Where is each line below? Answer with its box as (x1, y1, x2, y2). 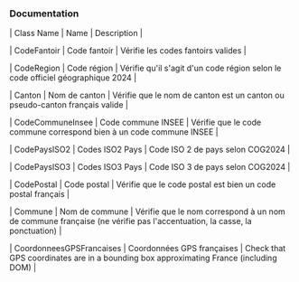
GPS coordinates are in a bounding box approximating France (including (9, 252, 277, 264)
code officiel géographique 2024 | (9, 72, 137, 83)
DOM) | (9, 262, 37, 273)
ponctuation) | (9, 225, 62, 237)
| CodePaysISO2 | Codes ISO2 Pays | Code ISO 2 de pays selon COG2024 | (9, 144, 291, 155)
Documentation (9, 7, 79, 20)
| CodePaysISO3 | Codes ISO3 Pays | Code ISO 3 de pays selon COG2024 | (9, 162, 291, 173)
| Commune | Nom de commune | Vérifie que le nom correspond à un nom (9, 206, 286, 217)
